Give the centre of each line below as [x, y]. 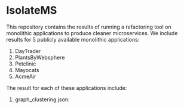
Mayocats [27, 70]
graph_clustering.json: [42, 99]
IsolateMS [32, 10]
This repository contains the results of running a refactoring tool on [89, 27]
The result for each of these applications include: [67, 88]
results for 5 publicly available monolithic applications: [73, 39]
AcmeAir [25, 76]
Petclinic [25, 64]
